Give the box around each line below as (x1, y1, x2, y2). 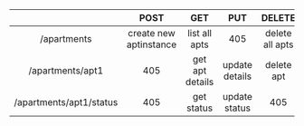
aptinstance (126, 38, 177, 51)
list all (186, 27, 213, 39)
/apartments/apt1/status (14, 96, 119, 108)
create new (128, 27, 176, 39)
